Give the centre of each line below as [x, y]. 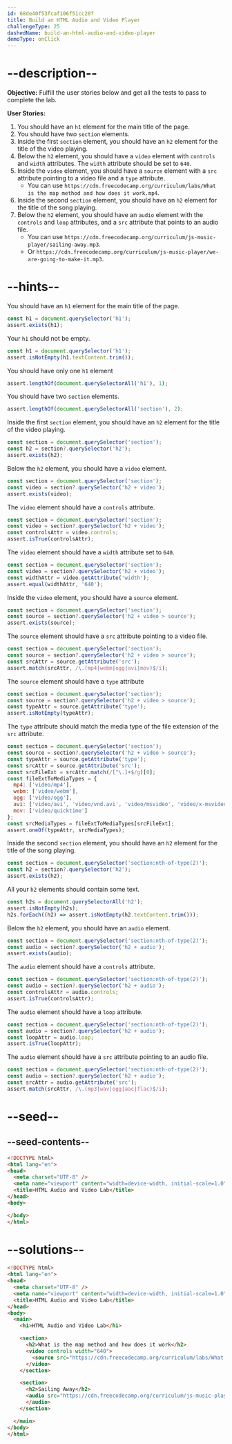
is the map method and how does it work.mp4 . [94, 193]
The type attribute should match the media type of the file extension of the [113, 726]
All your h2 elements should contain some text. [74, 889]
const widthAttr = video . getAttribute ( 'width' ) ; [78, 578]
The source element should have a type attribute [76, 681]
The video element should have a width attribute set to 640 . [91, 552]
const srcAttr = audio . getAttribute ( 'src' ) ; [72, 1082]
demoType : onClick [33, 39]
